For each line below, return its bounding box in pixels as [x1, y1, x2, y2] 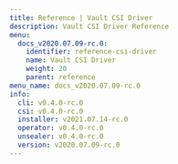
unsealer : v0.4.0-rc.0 [17, 132, 104, 141]
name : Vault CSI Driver [26, 56, 117, 65]
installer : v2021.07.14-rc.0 [17, 115, 129, 124]
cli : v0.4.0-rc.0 [17, 97, 84, 108]
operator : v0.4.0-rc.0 [17, 124, 104, 133]
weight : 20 [26, 65, 68, 74]
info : [9, 89, 30, 98]
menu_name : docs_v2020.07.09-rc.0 [9, 81, 141, 90]
